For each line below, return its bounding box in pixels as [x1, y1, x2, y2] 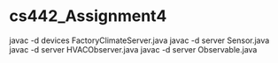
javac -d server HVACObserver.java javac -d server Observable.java [9, 44, 258, 54]
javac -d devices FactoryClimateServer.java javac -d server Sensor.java [9, 35, 270, 45]
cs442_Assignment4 [9, 6, 167, 26]
